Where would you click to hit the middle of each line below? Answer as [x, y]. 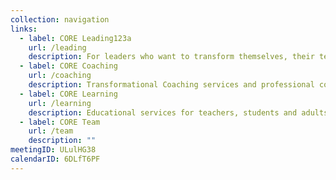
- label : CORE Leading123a [75, 38]
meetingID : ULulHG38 [53, 150]
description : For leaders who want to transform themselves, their [171, 57]
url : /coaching [60, 76]
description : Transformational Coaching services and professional [171, 85]
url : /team [51, 131]
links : [24, 29]
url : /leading [57, 47]
